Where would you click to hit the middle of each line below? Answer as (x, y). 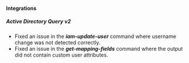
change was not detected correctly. (57, 42)
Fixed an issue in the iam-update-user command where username (95, 36)
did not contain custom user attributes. (61, 55)
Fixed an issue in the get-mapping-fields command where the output (99, 48)
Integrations (21, 8)
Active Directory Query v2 (39, 22)
